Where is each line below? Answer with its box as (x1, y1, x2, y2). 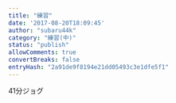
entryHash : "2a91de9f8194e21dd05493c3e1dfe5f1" (8, 63, 170, 71)
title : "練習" (8, 11, 53, 20)
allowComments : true (8, 48, 77, 56)
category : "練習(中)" (8, 33, 76, 42)
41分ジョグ (8, 86, 44, 95)
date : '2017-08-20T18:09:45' (8, 19, 105, 27)
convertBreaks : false (8, 56, 80, 64)
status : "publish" (8, 41, 69, 49)
